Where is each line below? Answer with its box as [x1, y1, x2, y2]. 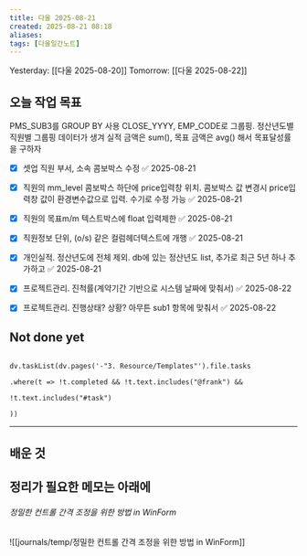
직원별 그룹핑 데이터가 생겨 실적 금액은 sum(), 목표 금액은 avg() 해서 [9, 132, 253, 143]
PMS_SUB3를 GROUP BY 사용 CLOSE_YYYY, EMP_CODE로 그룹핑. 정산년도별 [9, 121, 294, 132]
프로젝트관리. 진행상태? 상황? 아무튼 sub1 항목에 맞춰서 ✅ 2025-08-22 [22, 303, 277, 314]
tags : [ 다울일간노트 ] [9, 38, 80, 48]
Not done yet [9, 329, 85, 345]
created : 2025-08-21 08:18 [9, 22, 112, 31]
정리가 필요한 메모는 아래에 [9, 479, 151, 495]
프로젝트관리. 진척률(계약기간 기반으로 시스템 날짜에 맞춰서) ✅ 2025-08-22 [22, 283, 292, 294]
